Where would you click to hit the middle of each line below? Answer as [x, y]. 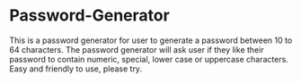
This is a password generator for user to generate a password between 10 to [151, 40]
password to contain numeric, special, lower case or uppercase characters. [149, 59]
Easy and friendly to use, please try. [75, 69]
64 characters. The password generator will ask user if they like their [137, 49]
